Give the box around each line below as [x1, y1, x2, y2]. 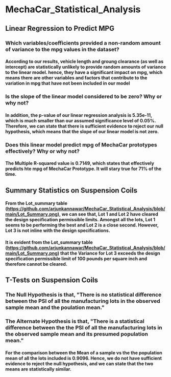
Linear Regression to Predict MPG [5, 24, 115, 33]
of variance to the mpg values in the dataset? [5, 46, 119, 53]
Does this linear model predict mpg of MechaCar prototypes [5, 141, 157, 148]
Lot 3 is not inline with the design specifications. [5, 227, 111, 234]
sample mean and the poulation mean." [5, 304, 105, 311]
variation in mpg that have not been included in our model [5, 80, 130, 87]
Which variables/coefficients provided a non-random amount [5, 39, 161, 47]
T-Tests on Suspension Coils [5, 276, 99, 285]
